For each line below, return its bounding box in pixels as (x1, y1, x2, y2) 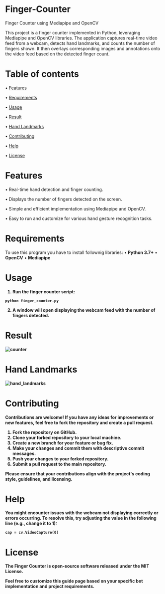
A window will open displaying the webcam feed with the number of (12, 307, 156, 313)
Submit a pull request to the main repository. (12, 461, 107, 467)
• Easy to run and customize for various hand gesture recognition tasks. (5, 215, 153, 221)
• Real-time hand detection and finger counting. (5, 186, 103, 193)
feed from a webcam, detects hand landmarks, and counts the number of (5, 40, 155, 46)
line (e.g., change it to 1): (5, 520, 57, 527)
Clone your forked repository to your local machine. (12, 434, 122, 440)
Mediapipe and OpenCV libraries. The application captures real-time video (5, 35, 158, 41)
